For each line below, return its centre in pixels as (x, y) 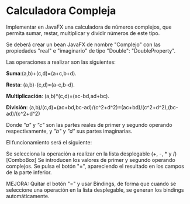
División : (17, 107)
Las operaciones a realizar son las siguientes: (61, 62)
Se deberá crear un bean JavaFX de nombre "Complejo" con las (83, 44)
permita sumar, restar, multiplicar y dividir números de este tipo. (83, 33)
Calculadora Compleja (61, 11)
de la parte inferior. (29, 172)
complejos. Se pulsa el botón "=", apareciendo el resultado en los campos (95, 166)
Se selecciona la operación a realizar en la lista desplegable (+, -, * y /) (91, 154)
